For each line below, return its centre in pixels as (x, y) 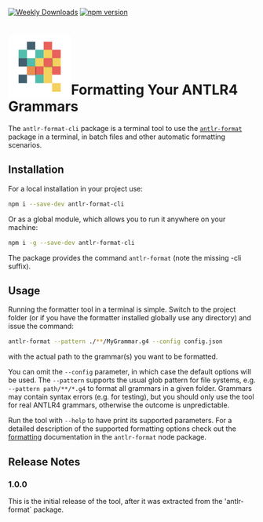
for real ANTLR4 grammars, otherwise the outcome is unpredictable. (119, 405)
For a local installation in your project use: (76, 188)
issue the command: (41, 327)
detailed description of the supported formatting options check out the (122, 429)
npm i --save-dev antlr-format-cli (66, 204)
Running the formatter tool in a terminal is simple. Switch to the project (122, 309)
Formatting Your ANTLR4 (154, 90)
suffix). (20, 266)
